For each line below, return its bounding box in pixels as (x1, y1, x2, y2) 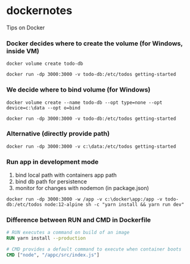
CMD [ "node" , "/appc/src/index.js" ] (6, 252, 100, 258)
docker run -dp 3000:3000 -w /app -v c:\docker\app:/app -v (6, 196, 163, 202)
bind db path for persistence (15, 178, 87, 185)
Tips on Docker (6, 24, 45, 31)
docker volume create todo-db (6, 61, 84, 67)
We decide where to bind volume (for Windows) (6, 86, 151, 94)
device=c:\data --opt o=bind (6, 105, 81, 111)
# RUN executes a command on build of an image (6, 230, 130, 236)
